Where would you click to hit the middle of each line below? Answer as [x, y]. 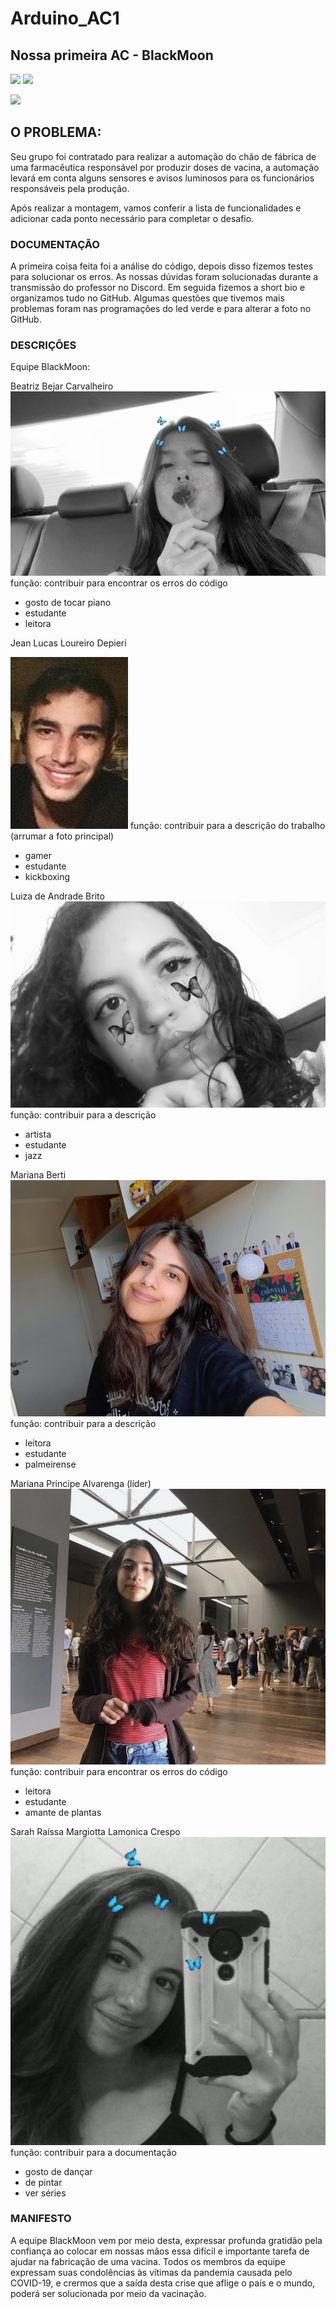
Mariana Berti [38, 1174]
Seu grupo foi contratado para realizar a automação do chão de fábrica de [163, 156]
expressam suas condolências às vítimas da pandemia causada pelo [151, 2272]
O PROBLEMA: [56, 132]
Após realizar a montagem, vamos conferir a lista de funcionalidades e [156, 208]
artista [38, 1134]
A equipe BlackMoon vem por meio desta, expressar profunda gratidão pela [166, 2240]
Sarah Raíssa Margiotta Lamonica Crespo [95, 1831]
